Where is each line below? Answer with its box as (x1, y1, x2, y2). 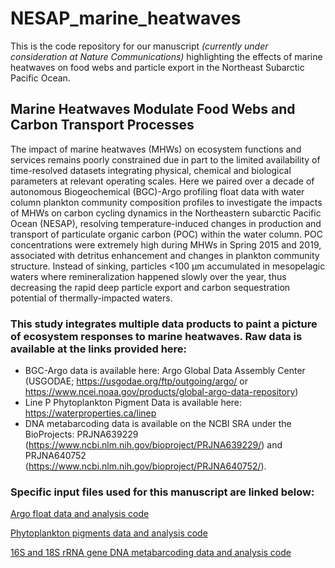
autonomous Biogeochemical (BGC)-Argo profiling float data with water (10, 185, 305, 197)
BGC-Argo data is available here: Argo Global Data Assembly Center (24, 365, 306, 377)
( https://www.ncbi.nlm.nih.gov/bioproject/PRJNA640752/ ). (24, 460, 267, 472)
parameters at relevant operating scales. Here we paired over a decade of (10, 175, 315, 187)
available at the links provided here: (10, 342, 188, 356)
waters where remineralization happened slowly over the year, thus (10, 270, 287, 282)
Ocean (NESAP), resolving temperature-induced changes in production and (10, 217, 322, 229)
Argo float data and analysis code (10, 508, 150, 520)
